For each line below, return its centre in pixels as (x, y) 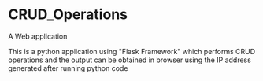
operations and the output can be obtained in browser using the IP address (130, 60)
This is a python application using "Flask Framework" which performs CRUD (132, 51)
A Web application (38, 36)
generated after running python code (68, 68)
